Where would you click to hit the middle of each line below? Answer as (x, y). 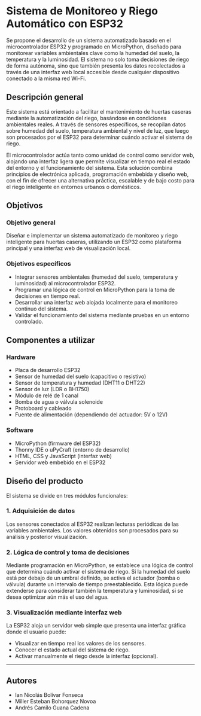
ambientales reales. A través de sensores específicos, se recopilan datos (96, 124)
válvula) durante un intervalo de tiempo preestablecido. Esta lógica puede (97, 584)
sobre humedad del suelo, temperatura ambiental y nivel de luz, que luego (98, 130)
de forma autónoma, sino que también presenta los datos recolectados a (96, 65)
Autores (22, 680)
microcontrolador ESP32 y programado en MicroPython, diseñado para (94, 47)
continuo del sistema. (41, 309)
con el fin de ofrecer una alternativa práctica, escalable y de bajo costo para (100, 180)
